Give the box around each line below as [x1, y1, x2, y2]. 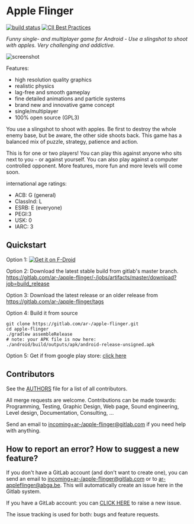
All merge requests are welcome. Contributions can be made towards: [6, 396, 177, 404]
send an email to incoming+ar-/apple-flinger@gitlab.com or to [6, 475, 158, 482]
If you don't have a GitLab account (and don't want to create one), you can [6, 469, 188, 476]
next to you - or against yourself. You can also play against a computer [6, 155, 179, 163]
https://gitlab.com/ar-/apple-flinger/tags [6, 298, 105, 305]
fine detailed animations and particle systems [14, 95, 126, 102]
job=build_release [6, 280, 50, 287]
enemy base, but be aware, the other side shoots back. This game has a [6, 132, 182, 139]
